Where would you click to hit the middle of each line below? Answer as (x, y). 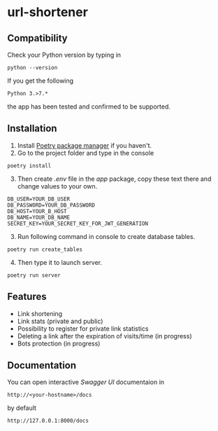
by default (22, 408)
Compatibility (37, 38)
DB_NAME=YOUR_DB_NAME (39, 217)
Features (27, 297)
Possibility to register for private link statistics (83, 328)
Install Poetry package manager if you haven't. (85, 145)
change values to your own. (57, 186)
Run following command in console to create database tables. (106, 236)
